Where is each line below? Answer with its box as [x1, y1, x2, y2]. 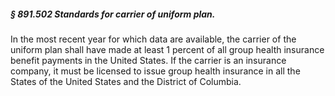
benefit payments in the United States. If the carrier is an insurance [10, 54, 287, 66]
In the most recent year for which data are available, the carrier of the [10, 33, 297, 45]
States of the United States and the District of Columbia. [10, 75, 242, 87]
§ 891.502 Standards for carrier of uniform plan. [10, 8, 216, 20]
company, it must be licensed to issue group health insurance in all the [10, 65, 301, 77]
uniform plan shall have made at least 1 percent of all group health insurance [10, 43, 325, 55]
